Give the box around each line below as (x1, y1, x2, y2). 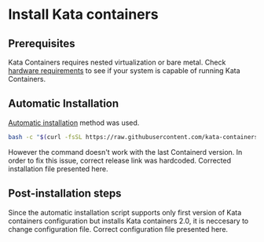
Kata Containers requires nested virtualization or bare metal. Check (8, 57, 226, 67)
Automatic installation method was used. (8, 118, 140, 127)
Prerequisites (8, 37, 75, 50)
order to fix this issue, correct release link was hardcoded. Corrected (8, 156, 232, 165)
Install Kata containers (8, 5, 159, 24)
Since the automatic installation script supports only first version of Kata (8, 207, 242, 217)
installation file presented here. (8, 163, 108, 174)
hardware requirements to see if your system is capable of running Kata (8, 66, 241, 75)
